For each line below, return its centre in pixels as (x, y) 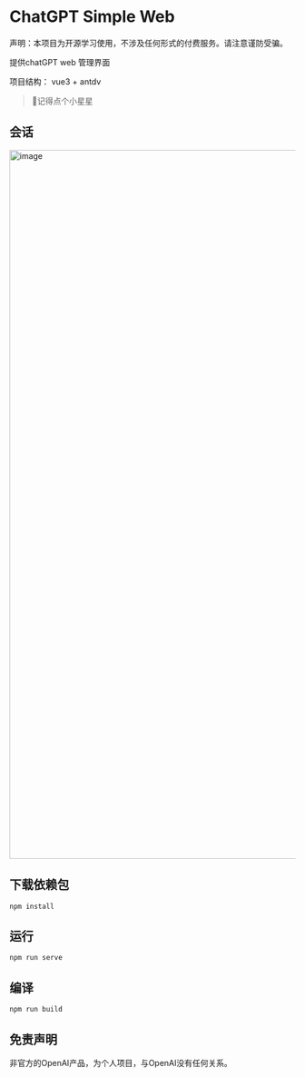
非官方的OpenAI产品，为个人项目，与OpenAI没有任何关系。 (121, 1063)
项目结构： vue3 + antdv (55, 81)
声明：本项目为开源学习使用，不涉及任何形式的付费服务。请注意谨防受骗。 (148, 43)
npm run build (36, 1010)
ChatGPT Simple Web (92, 17)
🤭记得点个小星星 (62, 101)
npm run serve (36, 958)
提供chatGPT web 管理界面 (60, 62)
